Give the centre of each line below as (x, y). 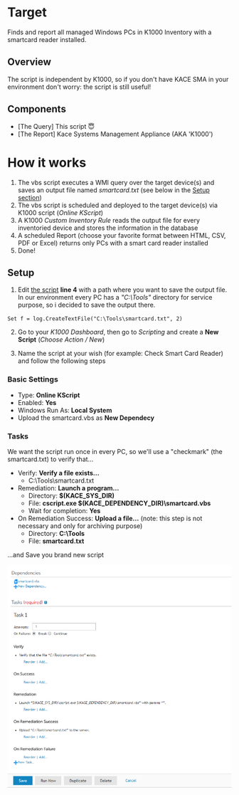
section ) (30, 197)
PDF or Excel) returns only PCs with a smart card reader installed (113, 243)
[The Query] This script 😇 (56, 126)
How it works (47, 163)
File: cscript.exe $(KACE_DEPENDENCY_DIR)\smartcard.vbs (119, 503)
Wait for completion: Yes (64, 510)
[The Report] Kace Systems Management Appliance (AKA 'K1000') (115, 134)
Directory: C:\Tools (57, 533)
